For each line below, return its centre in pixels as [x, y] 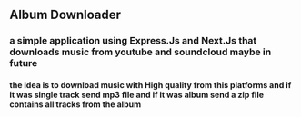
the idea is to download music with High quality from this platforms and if [150, 84]
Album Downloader [65, 15]
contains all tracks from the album [75, 104]
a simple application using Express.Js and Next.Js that [133, 41]
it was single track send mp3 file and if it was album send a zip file [137, 94]
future [24, 63]
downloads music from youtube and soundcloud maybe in [140, 52]
